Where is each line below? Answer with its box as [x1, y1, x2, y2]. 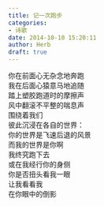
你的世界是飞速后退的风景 [8, 130, 91, 139]
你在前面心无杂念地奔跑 [8, 71, 84, 80]
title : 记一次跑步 [8, 11, 63, 20]
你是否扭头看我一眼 [8, 170, 71, 178]
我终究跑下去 [8, 150, 50, 159]
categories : [8, 19, 47, 27]
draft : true [8, 48, 47, 56]
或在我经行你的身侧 [8, 159, 71, 169]
